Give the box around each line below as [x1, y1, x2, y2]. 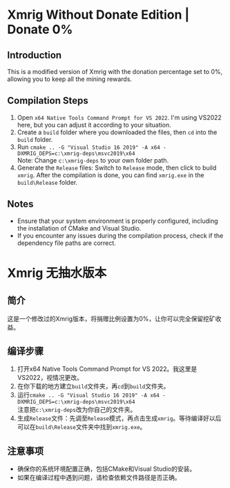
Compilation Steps [7, 95, 88, 107]
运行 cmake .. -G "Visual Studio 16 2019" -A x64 [17, 391, 160, 399]
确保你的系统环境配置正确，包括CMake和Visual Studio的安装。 [17, 464, 196, 473]
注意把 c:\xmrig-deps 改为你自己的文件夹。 [17, 406, 137, 414]
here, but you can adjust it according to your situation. [17, 120, 171, 129]
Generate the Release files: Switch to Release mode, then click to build [17, 163, 217, 172]
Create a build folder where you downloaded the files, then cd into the [17, 128, 218, 136]
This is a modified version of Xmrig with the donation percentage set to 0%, [7, 68, 223, 75]
